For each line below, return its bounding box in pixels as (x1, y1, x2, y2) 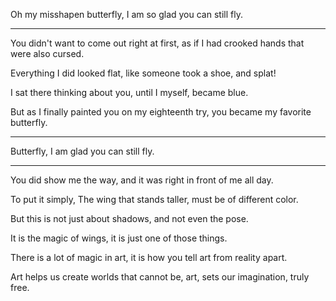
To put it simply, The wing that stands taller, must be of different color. (10, 194, 299, 205)
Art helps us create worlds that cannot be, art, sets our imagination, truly (10, 271, 310, 283)
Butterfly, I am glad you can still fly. (10, 145, 155, 157)
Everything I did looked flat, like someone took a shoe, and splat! (10, 67, 277, 79)
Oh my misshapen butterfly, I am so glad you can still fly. (10, 9, 243, 20)
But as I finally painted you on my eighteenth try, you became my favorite (10, 106, 312, 118)
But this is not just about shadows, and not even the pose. (10, 213, 249, 224)
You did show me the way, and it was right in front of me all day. (10, 174, 274, 186)
